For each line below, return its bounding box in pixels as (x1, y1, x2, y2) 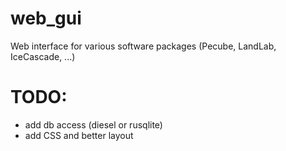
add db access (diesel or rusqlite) (24, 118, 163, 131)
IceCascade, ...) (10, 50, 76, 62)
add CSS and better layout (24, 129, 134, 141)
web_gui (10, 7, 82, 30)
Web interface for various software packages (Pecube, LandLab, (10, 40, 277, 52)
